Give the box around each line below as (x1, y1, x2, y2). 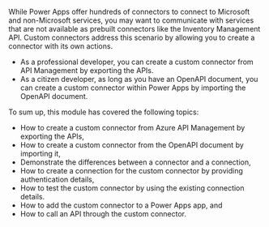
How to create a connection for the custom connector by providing (19, 166, 243, 175)
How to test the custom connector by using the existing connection (19, 183, 245, 193)
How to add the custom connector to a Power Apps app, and (19, 200, 223, 210)
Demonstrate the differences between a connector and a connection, (19, 157, 251, 167)
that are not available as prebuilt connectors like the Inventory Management (8, 24, 261, 33)
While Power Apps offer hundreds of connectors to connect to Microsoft (8, 7, 250, 16)
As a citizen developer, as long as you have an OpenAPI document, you (19, 75, 258, 84)
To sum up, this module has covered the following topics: (8, 107, 199, 117)
